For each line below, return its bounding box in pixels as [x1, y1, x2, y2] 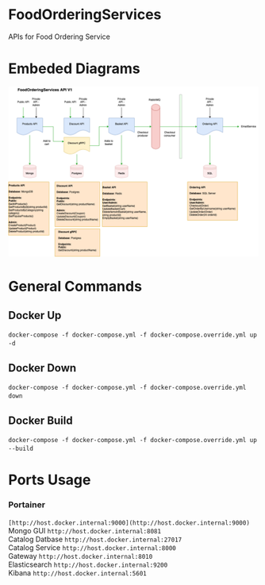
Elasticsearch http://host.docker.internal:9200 [8, 560, 168, 569]
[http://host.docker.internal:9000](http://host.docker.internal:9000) [8, 518, 250, 527]
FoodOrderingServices [8, 6, 162, 24]
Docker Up [8, 309, 62, 322]
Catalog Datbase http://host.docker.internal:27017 [8, 534, 182, 544]
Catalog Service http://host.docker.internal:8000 [8, 542, 176, 552]
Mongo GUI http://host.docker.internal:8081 [8, 525, 161, 535]
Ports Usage [8, 471, 91, 489]
